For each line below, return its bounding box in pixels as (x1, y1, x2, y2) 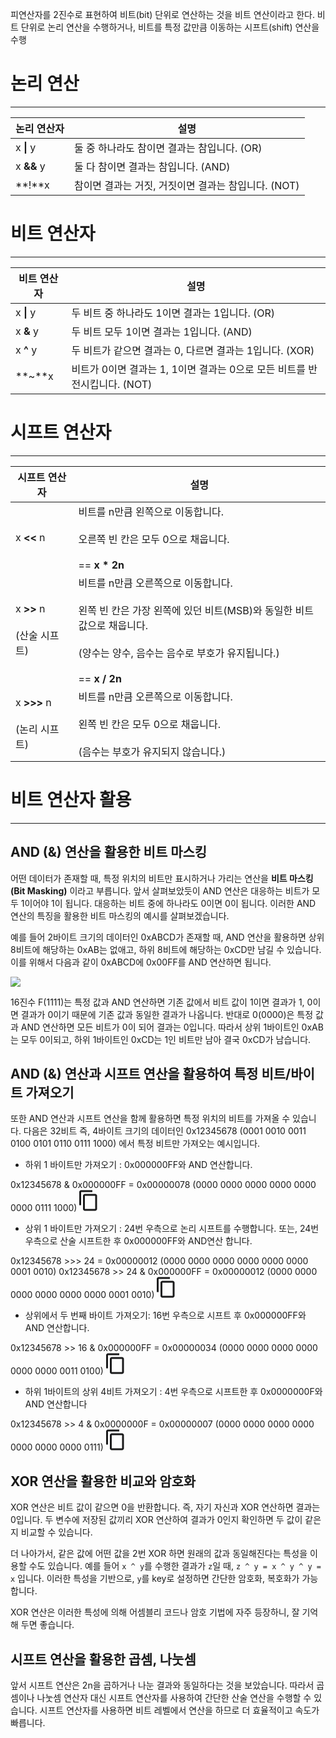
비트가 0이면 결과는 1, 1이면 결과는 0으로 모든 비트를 (71, 362, 306, 376)
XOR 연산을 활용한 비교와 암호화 (10, 1473, 197, 1490)
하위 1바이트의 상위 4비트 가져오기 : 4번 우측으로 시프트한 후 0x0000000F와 (24, 1386, 323, 1398)
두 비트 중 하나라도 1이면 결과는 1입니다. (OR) (71, 306, 276, 320)
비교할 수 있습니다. (20, 1526, 93, 1538)
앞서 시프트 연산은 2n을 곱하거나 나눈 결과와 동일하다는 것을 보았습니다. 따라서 (10, 1679, 315, 1691)
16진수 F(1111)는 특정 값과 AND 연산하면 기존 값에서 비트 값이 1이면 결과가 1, (10, 996, 305, 1008)
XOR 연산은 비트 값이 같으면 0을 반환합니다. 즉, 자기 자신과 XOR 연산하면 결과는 (10, 1501, 321, 1513)
